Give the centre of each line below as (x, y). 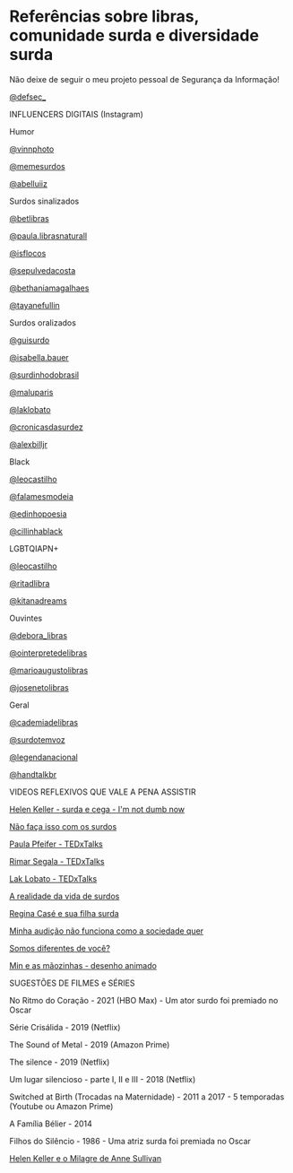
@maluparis (31, 392)
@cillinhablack (36, 531)
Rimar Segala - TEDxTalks (57, 861)
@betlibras (29, 218)
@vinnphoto (32, 149)
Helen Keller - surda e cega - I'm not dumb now (97, 809)
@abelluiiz (28, 183)
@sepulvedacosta (43, 270)
